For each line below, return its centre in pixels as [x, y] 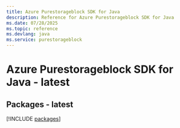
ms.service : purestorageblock [44, 40]
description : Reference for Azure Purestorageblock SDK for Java [90, 17]
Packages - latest [40, 104]
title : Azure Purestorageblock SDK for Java [63, 12]
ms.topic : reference [32, 29]
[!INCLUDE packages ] [34, 119]
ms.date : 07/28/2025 [32, 23]
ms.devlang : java [28, 34]
